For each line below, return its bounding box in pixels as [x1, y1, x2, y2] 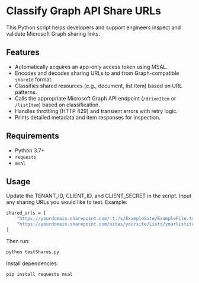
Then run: [6, 237, 30, 244]
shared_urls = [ [6, 210, 46, 216]
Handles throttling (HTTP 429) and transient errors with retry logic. [14, 107, 178, 114]
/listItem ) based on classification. [14, 101, 101, 108]
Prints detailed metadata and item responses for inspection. [14, 114, 161, 121]
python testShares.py [6, 249, 60, 255]
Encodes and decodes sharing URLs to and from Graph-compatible [14, 70, 179, 77]
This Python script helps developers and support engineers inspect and [6, 24, 181, 31]
